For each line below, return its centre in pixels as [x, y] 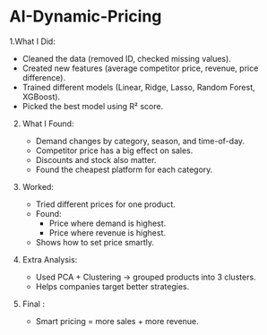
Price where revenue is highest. [108, 232]
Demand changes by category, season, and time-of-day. [140, 141]
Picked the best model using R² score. [93, 106]
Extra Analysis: [50, 259]
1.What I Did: [32, 41]
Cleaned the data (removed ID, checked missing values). [126, 58]
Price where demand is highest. [108, 223]
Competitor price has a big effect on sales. [114, 150]
